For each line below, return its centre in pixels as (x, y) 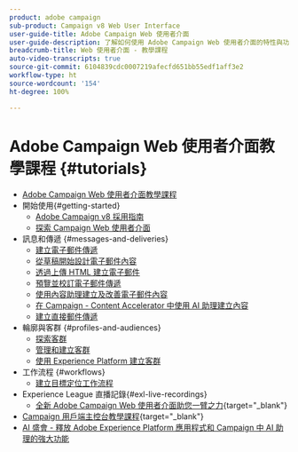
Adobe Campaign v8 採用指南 (90, 217)
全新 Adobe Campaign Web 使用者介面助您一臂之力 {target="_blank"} (161, 406)
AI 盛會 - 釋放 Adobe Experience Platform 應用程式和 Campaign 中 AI (148, 428)
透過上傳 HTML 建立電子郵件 (87, 273)
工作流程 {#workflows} (63, 372)
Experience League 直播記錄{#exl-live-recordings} (114, 394)
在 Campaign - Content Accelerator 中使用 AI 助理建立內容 (142, 305)
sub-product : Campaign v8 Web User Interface (94, 26)
